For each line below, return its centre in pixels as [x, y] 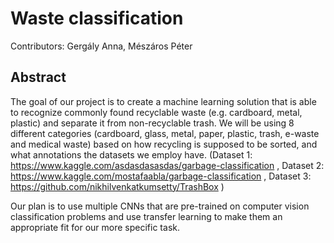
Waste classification [97, 18]
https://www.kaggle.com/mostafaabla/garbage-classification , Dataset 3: [161, 176]
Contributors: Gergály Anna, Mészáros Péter [101, 46]
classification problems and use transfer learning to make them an [146, 216]
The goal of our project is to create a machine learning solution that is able [163, 101]
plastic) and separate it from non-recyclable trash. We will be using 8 [152, 123]
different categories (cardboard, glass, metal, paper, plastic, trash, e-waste [165, 133]
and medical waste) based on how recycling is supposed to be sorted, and [164, 144]
